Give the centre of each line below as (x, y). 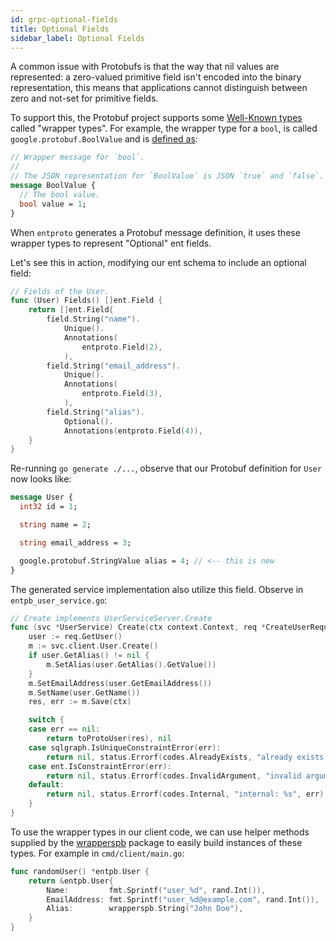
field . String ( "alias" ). (95, 412)
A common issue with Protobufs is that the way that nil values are (145, 67)
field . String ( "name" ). (93, 319)
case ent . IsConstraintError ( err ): (100, 766)
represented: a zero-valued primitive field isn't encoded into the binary (156, 77)
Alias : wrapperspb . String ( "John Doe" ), (145, 909)
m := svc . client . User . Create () (93, 646)
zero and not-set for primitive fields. (84, 98)
